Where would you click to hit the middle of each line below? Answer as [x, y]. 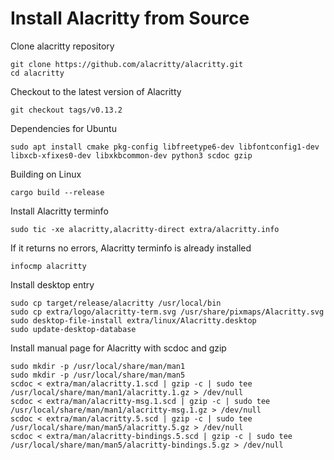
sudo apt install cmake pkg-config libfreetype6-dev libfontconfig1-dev [165, 147]
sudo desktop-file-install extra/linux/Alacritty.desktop [133, 320]
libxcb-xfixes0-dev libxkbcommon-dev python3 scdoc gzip [131, 155]
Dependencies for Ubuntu [63, 128]
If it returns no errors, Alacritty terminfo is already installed [131, 248]
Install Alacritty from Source [130, 18]
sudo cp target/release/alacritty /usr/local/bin [116, 303]
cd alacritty [37, 73]
